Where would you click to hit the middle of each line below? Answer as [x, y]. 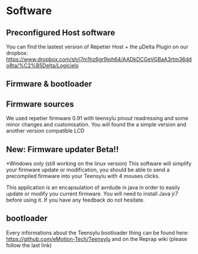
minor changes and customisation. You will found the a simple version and [96, 124]
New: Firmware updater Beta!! [62, 149]
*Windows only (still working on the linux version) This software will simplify [99, 164]
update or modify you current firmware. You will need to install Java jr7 [92, 194]
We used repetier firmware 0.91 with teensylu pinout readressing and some [97, 118]
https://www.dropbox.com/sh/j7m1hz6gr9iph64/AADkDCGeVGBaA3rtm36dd [99, 59]
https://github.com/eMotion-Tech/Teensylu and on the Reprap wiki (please [97, 239]
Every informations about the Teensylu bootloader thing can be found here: [98, 232]
